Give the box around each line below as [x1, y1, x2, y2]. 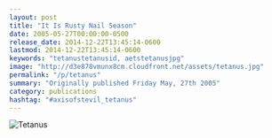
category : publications [9, 87, 98, 96]
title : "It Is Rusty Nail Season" [9, 21, 138, 30]
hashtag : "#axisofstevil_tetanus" [9, 95, 138, 104]
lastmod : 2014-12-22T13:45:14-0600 [9, 46, 141, 55]
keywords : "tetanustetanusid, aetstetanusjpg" [9, 54, 185, 63]
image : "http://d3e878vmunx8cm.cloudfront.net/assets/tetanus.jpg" [9, 63, 265, 72]
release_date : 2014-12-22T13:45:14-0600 [9, 37, 162, 47]
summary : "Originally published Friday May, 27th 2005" [9, 79, 220, 88]
